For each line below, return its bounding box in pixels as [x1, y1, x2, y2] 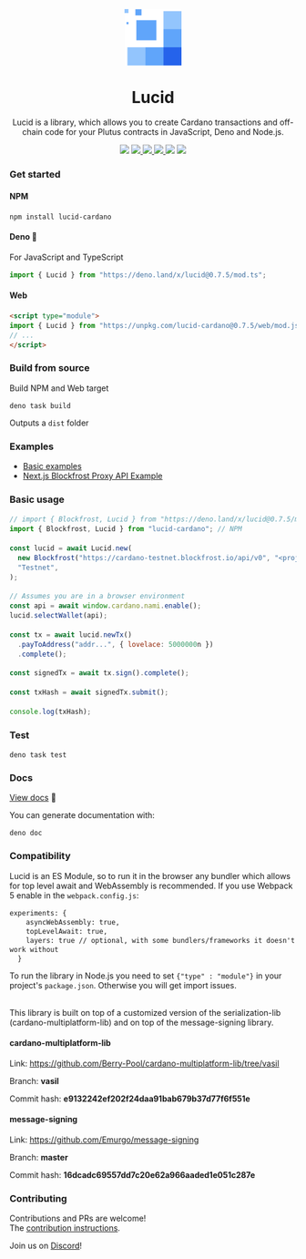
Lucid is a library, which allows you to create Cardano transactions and [12, 117, 278, 128]
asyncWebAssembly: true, [25, 917, 120, 926]
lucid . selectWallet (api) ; [9, 611, 107, 620]
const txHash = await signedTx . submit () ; [9, 688, 169, 697]
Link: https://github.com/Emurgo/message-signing [9, 1134, 199, 1145]
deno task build [9, 401, 71, 410]
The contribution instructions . [9, 1223, 121, 1233]
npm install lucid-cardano [9, 212, 112, 221]
